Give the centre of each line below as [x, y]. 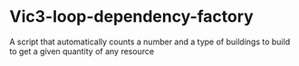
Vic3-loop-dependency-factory [131, 17]
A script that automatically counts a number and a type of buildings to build [150, 42]
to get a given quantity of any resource [82, 51]
